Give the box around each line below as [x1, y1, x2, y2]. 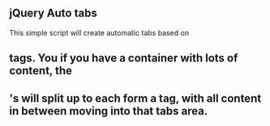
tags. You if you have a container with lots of [9, 52, 238, 65]
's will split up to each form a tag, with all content [9, 91, 262, 105]
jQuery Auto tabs [9, 6, 98, 20]
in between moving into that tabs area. [9, 104, 208, 118]
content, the [9, 64, 72, 78]
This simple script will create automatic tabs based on [9, 27, 190, 37]
